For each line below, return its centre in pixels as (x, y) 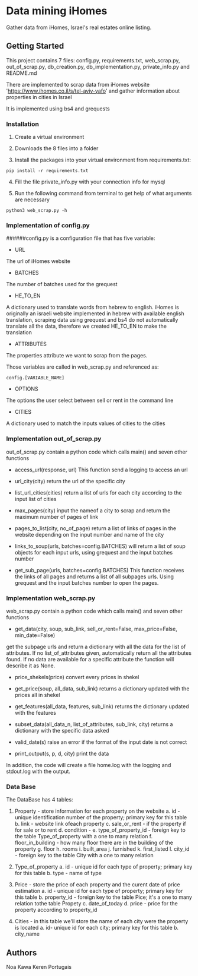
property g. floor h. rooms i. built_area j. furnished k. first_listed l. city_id (102, 849)
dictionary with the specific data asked (62, 730)
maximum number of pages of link (56, 516)
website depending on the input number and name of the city (89, 534)
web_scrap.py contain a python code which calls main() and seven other (94, 611)
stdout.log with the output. (38, 771)
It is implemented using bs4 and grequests (58, 109)
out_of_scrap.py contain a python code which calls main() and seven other (97, 452)
